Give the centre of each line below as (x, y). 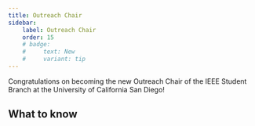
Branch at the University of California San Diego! (86, 89)
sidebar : (22, 23)
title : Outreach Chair (45, 15)
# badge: (36, 45)
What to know (43, 114)
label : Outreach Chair (59, 30)
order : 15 (38, 37)
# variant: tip (54, 59)
